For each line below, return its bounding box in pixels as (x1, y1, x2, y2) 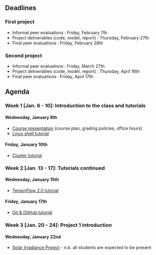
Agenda (5, 88, 30, 96)
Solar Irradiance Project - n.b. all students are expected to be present (12, 245, 152, 251)
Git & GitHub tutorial (12, 210, 53, 216)
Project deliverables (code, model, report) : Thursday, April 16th (12, 68, 140, 74)
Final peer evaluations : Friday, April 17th (12, 73, 94, 79)
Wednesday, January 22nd (5, 234, 61, 239)
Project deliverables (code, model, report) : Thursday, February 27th (12, 35, 150, 40)
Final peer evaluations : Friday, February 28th (12, 40, 103, 46)
